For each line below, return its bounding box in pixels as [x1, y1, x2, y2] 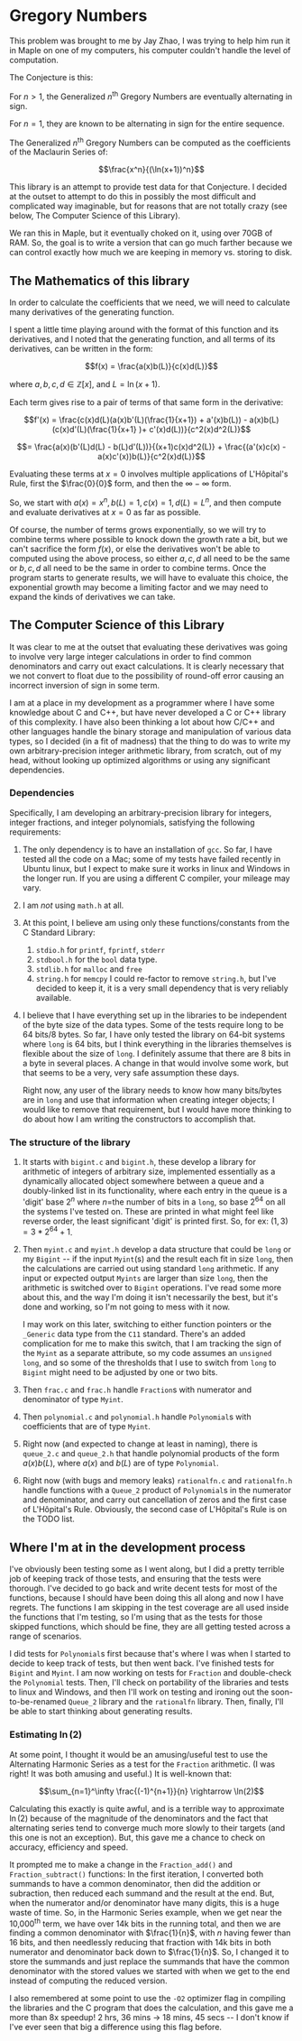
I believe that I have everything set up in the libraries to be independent [22, 1010, 288, 1020]
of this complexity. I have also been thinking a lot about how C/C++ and [9, 716, 275, 727]
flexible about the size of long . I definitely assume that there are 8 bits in [22, 1048, 291, 1058]
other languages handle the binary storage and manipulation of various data [9, 725, 291, 736]
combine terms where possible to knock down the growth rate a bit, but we [9, 533, 288, 544]
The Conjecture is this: [9, 71, 94, 82]
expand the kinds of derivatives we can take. [9, 591, 176, 602]
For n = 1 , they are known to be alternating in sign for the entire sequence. [9, 118, 286, 129]
